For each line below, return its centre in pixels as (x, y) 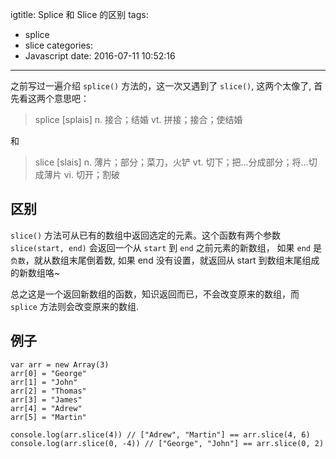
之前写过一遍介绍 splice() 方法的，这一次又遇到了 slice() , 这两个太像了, (161, 86)
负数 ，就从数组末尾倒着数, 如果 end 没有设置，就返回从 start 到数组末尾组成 (165, 260)
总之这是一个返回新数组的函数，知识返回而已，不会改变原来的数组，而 (155, 294)
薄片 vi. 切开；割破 (81, 174)
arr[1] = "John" (44, 382)
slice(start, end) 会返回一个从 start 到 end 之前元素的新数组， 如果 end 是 (166, 247)
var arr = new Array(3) (60, 364)
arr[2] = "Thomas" (48, 391)
